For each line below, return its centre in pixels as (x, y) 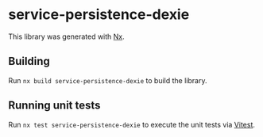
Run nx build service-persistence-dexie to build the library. (108, 80)
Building (29, 61)
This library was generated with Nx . (66, 36)
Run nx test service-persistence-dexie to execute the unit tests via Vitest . (132, 124)
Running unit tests (54, 106)
